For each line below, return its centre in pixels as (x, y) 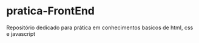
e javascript (21, 33)
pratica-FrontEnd (51, 11)
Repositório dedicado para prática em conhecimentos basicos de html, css (100, 27)
